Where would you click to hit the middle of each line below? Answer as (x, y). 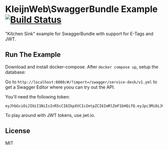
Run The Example (33, 55)
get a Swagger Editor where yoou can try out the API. (60, 87)
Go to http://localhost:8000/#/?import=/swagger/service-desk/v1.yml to (81, 81)
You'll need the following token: (37, 96)
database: (15, 72)
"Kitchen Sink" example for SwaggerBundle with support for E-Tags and (79, 33)
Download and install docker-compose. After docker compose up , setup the (82, 66)
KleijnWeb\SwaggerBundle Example (81, 9)
